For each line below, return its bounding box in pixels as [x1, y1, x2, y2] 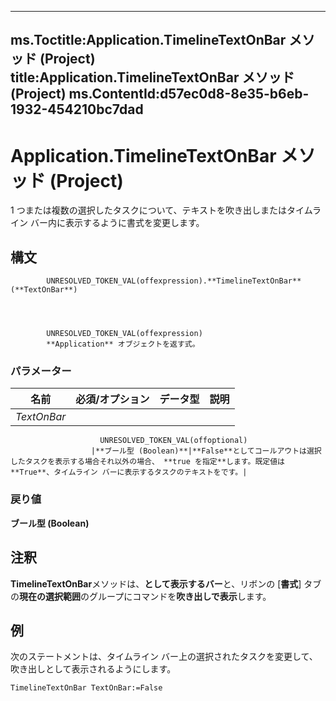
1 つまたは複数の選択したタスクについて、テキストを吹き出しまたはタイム [10, 204, 313, 216]
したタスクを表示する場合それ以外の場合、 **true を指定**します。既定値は [10, 457, 286, 467]
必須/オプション [75, 392, 150, 406]
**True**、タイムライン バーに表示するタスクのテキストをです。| [10, 467, 248, 478]
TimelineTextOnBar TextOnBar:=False [10, 683, 163, 693]
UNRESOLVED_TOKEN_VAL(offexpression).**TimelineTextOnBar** [46, 276, 302, 286]
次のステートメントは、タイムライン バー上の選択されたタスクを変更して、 [10, 651, 318, 663]
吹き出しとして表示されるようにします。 [10, 663, 177, 675]
